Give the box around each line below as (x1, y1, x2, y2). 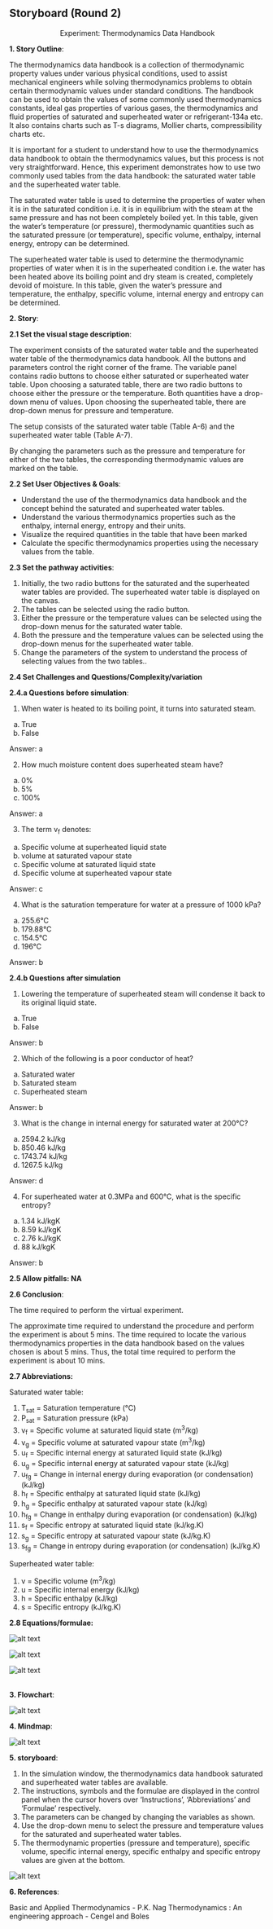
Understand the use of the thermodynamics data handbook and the (20, 495, 247, 504)
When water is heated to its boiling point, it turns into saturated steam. (20, 703, 257, 713)
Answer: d (9, 1175, 44, 1185)
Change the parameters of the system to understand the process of (20, 647, 248, 657)
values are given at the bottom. (20, 1855, 125, 1865)
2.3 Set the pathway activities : (9, 562, 115, 572)
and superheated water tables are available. (20, 1777, 169, 1787)
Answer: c (9, 883, 43, 893)
